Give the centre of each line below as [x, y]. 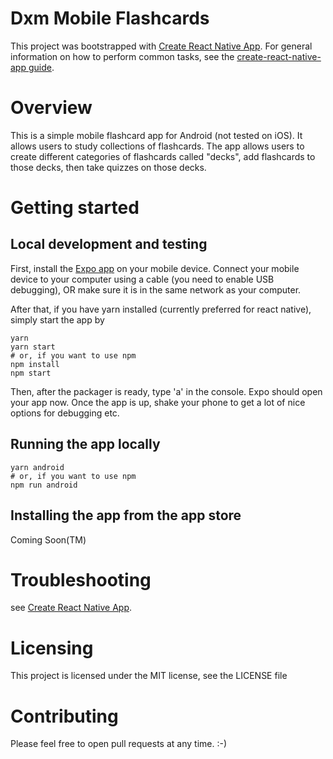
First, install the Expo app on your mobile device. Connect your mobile [155, 268]
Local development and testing [109, 244]
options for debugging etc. [65, 413]
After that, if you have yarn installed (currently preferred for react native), [161, 309]
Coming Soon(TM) [48, 539]
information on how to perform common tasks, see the [122, 56]
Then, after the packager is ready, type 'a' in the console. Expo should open [166, 391]
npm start [31, 373]
